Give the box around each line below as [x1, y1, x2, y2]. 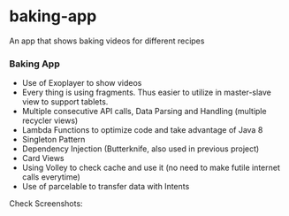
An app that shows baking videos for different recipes [9, 35, 205, 46]
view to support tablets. [21, 96, 109, 107]
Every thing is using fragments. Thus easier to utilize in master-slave [21, 87, 272, 98]
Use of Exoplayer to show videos [21, 78, 142, 89]
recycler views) [21, 115, 79, 126]
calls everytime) [21, 172, 81, 182]
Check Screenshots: [9, 198, 83, 209]
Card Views [21, 153, 65, 164]
